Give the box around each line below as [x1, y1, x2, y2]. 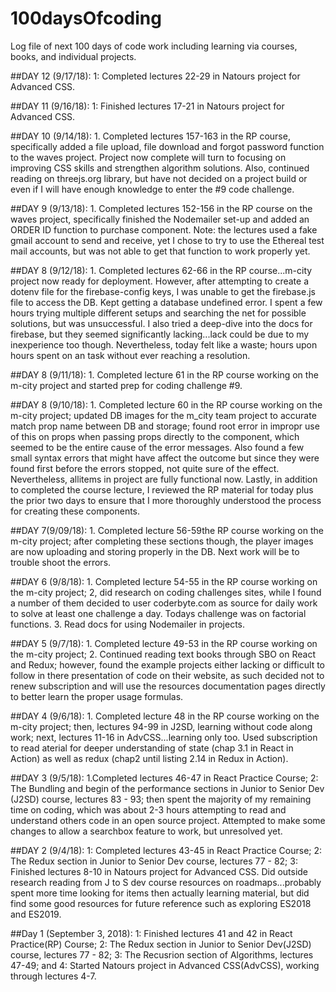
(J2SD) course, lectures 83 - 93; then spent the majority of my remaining [10, 793, 312, 805]
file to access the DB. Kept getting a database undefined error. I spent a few [10, 296, 323, 308]
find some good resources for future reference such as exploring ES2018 [10, 897, 312, 909]
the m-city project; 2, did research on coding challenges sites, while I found [10, 586, 322, 598]
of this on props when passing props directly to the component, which [10, 430, 300, 442]
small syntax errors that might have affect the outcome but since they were [10, 452, 320, 464]
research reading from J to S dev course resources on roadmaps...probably [10, 876, 322, 888]
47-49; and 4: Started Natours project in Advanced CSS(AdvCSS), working [10, 959, 320, 971]
